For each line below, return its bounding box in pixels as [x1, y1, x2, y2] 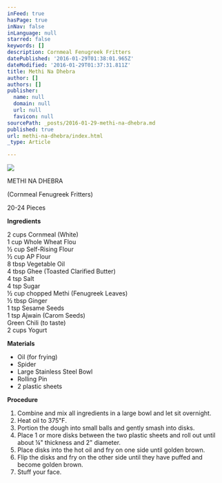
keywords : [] [7, 42, 45, 49]
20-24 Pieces [7, 203, 46, 212]
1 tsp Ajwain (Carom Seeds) [7, 311, 86, 320]
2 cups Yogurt [7, 326, 48, 334]
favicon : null [13, 113, 54, 120]
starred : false [7, 36, 51, 43]
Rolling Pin [17, 375, 48, 383]
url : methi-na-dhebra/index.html [7, 132, 103, 139]
